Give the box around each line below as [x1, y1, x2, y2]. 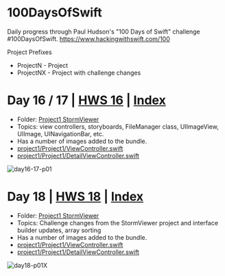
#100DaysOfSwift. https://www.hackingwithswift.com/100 [7, 34, 170, 42]
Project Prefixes [7, 48, 53, 56]
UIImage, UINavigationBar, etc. [16, 129, 104, 138]
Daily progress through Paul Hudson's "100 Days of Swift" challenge [7, 27, 200, 36]
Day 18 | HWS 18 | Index [7, 189, 144, 205]
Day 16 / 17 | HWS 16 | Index [7, 92, 166, 108]
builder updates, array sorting [16, 226, 102, 234]
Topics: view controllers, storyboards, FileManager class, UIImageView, [16, 122, 220, 131]
